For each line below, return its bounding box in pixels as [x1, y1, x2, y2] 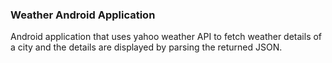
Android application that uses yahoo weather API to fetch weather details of [10, 31, 323, 43]
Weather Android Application [10, 8, 156, 22]
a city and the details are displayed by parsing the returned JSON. [10, 41, 283, 53]
